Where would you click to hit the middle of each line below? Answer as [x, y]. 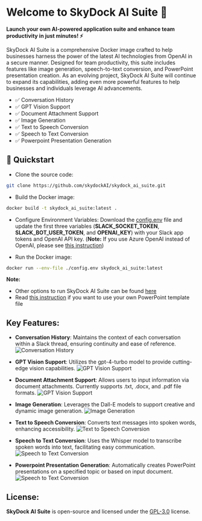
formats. [25, 393]
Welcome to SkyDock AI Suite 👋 [87, 12]
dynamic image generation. [49, 411]
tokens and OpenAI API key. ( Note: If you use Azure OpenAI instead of [103, 239]
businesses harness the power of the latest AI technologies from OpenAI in [99, 56]
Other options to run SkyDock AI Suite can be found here [86, 291]
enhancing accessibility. [45, 429]
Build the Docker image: [45, 197]
